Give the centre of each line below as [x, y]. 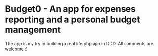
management [33, 30]
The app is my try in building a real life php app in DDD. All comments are [79, 43]
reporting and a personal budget [73, 19]
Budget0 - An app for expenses [71, 9]
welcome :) [16, 49]
